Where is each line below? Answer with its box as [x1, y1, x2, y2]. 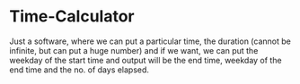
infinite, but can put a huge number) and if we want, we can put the [9, 45, 259, 55]
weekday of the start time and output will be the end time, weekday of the [9, 55, 282, 65]
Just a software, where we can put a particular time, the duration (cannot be [9, 36, 292, 46]
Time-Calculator [9, 6, 135, 27]
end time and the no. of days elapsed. [9, 64, 150, 75]
